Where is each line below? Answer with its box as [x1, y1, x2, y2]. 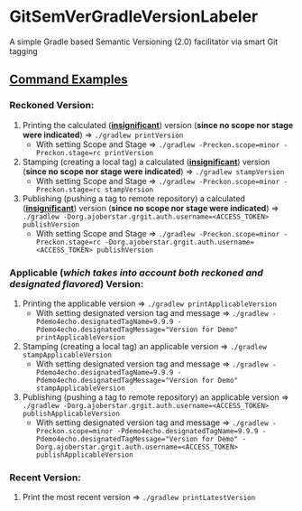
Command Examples [9, 72, 128, 88]
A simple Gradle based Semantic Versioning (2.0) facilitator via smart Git [9, 36, 279, 47]
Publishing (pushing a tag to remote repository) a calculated [22, 192, 246, 204]
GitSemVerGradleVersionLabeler [9, 6, 259, 27]
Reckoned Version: [9, 99, 95, 112]
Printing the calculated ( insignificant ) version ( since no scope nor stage [22, 119, 294, 130]
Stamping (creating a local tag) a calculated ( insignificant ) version [22, 156, 270, 167]
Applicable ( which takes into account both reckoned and [9, 266, 263, 279]
